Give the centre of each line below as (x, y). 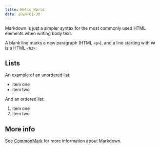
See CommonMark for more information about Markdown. (63, 141)
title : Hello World (25, 10)
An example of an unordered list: (38, 75)
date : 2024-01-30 (23, 14)
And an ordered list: (25, 99)
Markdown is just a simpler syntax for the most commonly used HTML (75, 28)
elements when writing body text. (39, 33)
